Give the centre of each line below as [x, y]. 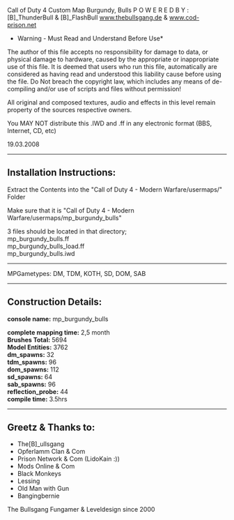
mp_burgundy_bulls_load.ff [46, 246]
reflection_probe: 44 [38, 391]
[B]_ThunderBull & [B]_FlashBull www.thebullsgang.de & [88, 17]
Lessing [29, 481]
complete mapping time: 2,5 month [58, 332]
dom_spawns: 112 [33, 369]
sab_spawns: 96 [31, 384]
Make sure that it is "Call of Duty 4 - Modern [71, 210]
